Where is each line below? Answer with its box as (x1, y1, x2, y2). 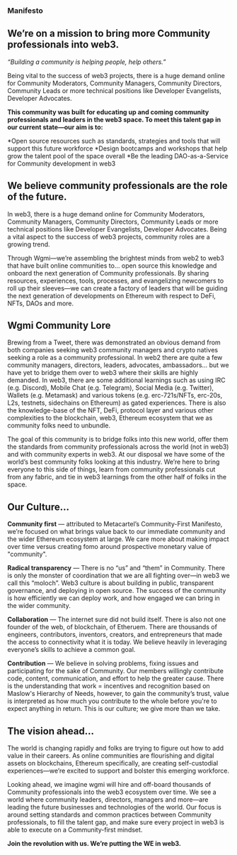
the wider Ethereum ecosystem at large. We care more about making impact (7, 535, 229, 543)
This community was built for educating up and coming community (7, 107, 209, 116)
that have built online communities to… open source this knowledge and (7, 261, 217, 270)
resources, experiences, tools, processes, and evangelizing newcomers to (7, 276, 224, 285)
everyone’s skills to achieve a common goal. (7, 646, 136, 654)
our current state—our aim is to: (7, 123, 103, 131)
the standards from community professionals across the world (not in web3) (7, 442, 229, 451)
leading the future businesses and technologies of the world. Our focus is (7, 802, 221, 811)
